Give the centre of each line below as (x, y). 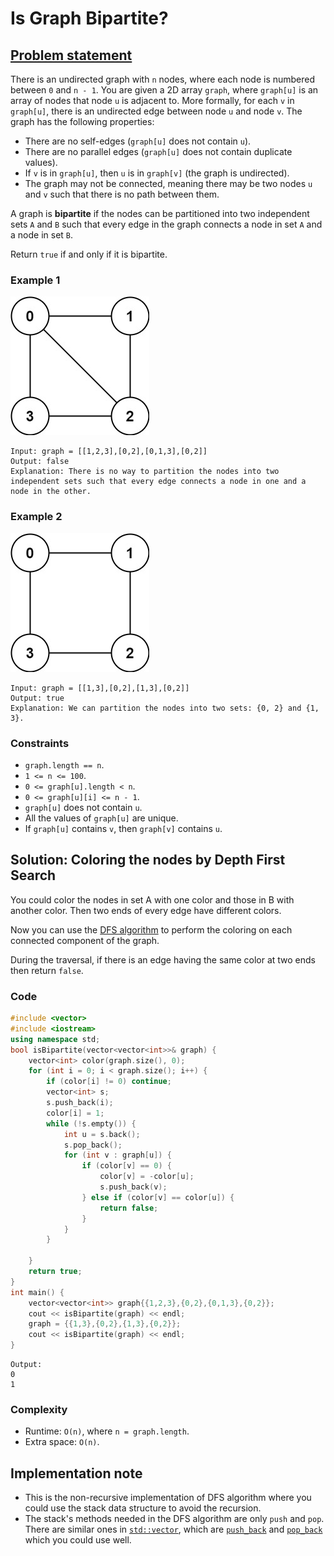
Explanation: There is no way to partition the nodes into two (145, 472)
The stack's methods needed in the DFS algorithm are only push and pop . (174, 1519)
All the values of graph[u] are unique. (101, 818)
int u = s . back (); (102, 1134)
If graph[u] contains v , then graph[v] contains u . (123, 828)
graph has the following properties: (82, 121)
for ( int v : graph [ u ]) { (117, 1155)
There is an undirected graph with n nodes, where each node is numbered (163, 79)
